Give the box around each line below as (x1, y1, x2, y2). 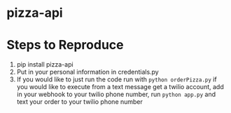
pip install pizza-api (16, 60, 74, 69)
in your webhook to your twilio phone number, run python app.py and (16, 90, 216, 99)
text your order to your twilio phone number (16, 98, 143, 106)
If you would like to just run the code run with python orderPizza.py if (16, 75, 218, 84)
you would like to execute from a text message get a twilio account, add (16, 83, 225, 91)
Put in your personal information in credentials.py (16, 68, 159, 77)
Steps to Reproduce (6, 37, 124, 53)
